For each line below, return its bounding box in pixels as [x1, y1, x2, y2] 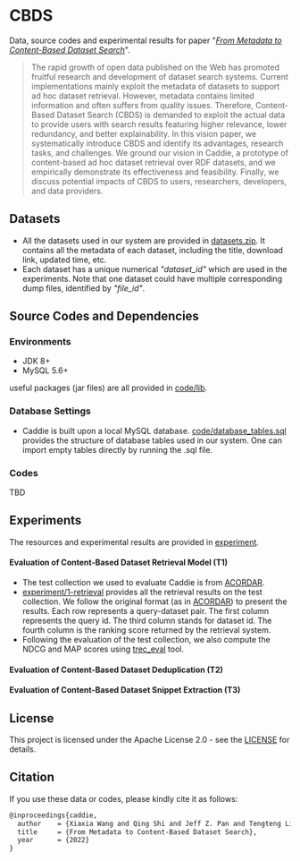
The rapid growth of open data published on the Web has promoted [30, 62, 279, 72]
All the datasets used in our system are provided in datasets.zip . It [21, 234, 266, 246]
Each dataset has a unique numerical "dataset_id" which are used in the [21, 263, 287, 274]
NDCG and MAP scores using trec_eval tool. [21, 644, 185, 654]
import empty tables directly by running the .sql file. [21, 444, 212, 455]
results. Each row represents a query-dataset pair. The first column [21, 606, 270, 617]
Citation [9, 770, 55, 785]
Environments [9, 336, 71, 348]
